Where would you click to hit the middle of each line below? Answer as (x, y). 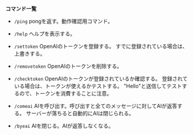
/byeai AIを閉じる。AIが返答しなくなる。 (64, 126)
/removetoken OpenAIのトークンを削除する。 (68, 66)
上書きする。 (29, 54)
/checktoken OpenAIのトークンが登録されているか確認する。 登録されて (101, 79)
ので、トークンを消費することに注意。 (66, 93)
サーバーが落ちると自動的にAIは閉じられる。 (80, 113)
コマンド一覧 (21, 9)
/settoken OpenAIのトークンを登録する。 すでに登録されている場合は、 (101, 46)
